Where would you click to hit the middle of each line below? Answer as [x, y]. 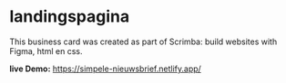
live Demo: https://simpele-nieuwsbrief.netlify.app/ [106, 69]
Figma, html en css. [46, 51]
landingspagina [70, 17]
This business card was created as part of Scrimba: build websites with [143, 41]
